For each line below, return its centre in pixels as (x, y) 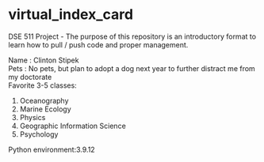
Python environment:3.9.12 (52, 149)
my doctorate (30, 77)
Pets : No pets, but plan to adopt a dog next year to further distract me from (132, 68)
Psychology (39, 134)
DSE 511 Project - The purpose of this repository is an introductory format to (132, 36)
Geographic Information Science (73, 126)
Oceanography (44, 100)
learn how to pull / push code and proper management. (98, 44)
